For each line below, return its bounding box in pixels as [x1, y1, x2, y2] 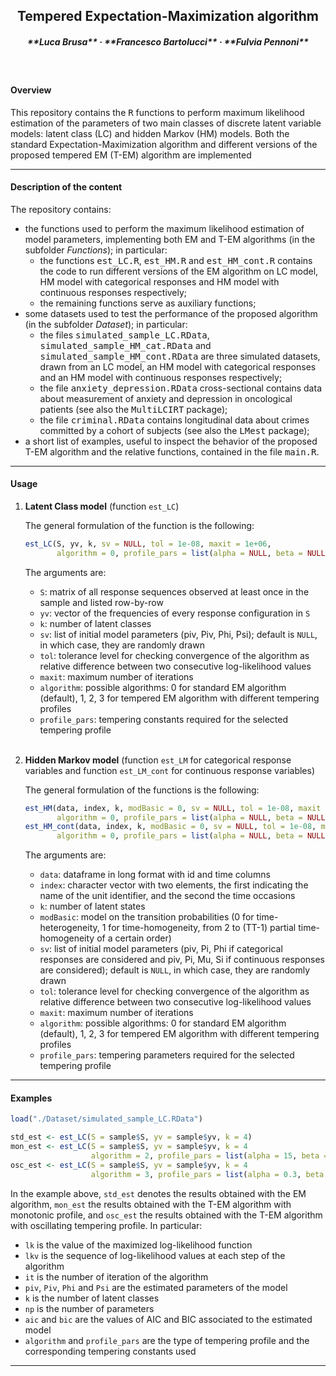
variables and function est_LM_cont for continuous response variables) [24, 764, 316, 776]
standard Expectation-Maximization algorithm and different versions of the [10, 138, 318, 150]
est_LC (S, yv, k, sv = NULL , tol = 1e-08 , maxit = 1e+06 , [24, 539, 272, 549]
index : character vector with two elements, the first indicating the [39, 879, 309, 891]
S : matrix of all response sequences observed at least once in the [39, 585, 310, 598]
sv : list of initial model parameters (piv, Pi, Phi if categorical [39, 943, 283, 955]
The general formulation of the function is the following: [24, 519, 255, 531]
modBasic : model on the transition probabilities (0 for [39, 911, 255, 923]
